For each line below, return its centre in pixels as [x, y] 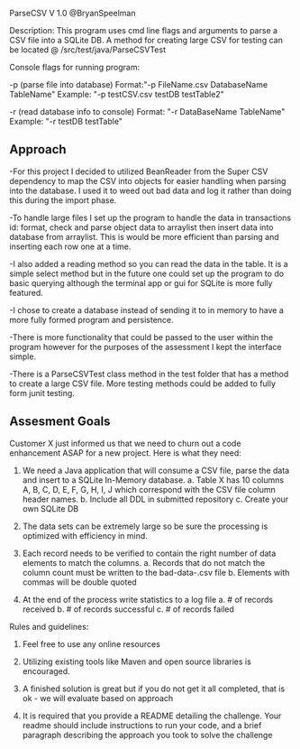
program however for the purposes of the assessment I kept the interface [145, 347]
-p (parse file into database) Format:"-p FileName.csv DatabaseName [139, 84]
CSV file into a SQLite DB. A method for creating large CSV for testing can [146, 40]
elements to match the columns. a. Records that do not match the [144, 562]
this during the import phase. [63, 200]
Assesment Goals [60, 422]
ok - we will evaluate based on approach [98, 698]
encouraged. [46, 670]
